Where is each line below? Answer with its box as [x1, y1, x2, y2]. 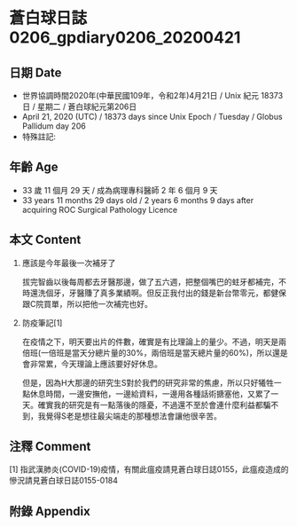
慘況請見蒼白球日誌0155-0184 [9, 476, 118, 486]
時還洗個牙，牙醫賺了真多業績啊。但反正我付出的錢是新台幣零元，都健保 [21, 287, 286, 298]
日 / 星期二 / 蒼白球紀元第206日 [21, 101, 137, 112]
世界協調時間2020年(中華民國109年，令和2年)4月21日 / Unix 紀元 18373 [21, 90, 284, 100]
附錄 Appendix [9, 503, 90, 519]
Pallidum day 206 [21, 121, 86, 131]
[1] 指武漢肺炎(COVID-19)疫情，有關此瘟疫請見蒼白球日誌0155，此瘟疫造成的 [9, 464, 289, 475]
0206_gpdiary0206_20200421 [9, 28, 241, 48]
